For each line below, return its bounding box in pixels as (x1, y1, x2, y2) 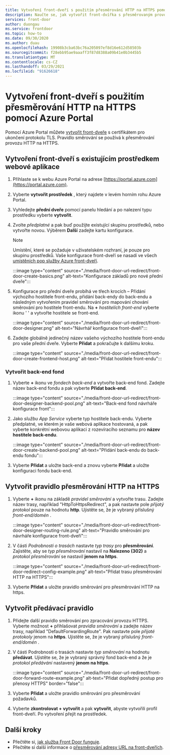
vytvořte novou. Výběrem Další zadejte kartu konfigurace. (12, 227, 134, 233)
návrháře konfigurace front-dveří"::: (12, 532, 88, 539)
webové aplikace (5, 163, 60, 171)
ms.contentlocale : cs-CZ (5, 59, 58, 65)
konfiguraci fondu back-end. (12, 468, 72, 474)
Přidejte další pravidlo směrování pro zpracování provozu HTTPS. (12, 617, 149, 623)
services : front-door (5, 17, 51, 22)
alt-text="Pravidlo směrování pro (81, 527, 150, 533)
